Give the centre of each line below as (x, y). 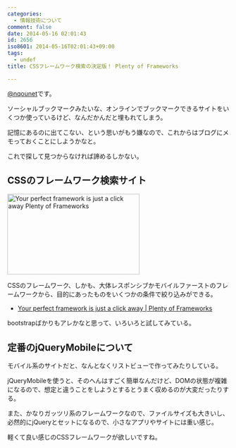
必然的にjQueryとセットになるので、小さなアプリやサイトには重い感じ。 (113, 422)
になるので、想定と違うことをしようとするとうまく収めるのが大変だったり (115, 389)
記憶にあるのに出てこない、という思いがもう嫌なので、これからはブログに (115, 132)
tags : (15, 54)
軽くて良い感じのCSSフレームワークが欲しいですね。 (84, 437)
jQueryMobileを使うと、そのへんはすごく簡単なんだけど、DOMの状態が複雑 (117, 381)
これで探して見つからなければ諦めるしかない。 (75, 156)
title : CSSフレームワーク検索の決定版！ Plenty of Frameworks (93, 66)
